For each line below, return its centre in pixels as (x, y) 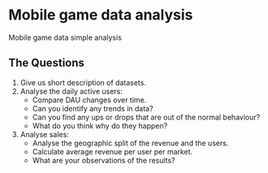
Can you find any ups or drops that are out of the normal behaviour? (146, 117)
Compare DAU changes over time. (89, 100)
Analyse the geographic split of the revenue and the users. (130, 143)
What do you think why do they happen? (100, 125)
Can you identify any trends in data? (93, 108)
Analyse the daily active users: (71, 91)
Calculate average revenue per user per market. (112, 151)
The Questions (47, 63)
